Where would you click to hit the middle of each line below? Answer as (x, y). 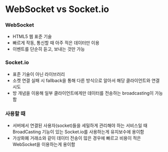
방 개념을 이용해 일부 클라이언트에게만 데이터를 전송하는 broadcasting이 (83, 93)
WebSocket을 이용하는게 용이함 (44, 144)
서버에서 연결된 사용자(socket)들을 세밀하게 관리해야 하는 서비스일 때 (80, 126)
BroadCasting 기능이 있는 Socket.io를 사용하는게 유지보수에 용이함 (78, 132)
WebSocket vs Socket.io (57, 9)
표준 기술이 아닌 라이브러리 (39, 74)
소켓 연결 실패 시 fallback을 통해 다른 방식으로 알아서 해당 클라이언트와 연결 (86, 80)
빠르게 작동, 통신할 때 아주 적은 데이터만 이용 (56, 43)
